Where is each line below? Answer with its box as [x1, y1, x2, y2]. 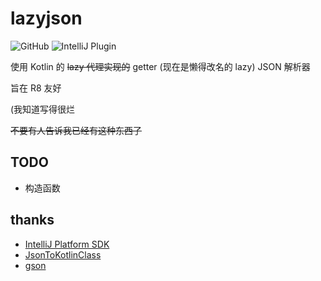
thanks [10, 212, 55, 229]
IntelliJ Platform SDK [24, 238, 110, 250]
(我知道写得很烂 [10, 103, 76, 115]
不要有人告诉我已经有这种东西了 [10, 124, 142, 136]
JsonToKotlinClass [24, 248, 102, 261]
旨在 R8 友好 [10, 82, 62, 94]
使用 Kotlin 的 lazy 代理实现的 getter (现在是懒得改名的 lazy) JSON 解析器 [10, 60, 311, 72]
